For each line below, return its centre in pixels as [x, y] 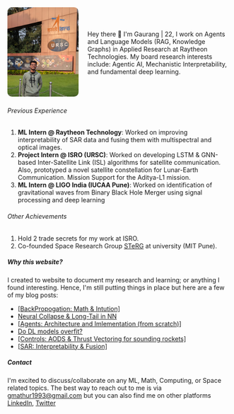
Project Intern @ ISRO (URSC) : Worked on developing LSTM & [109, 155]
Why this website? [35, 262]
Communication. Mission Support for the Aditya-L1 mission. [104, 178]
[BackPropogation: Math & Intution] [69, 309]
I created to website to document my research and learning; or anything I [113, 280]
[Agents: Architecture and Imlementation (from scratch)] [99, 323]
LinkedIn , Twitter [32, 403]
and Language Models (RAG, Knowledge [146, 41]
